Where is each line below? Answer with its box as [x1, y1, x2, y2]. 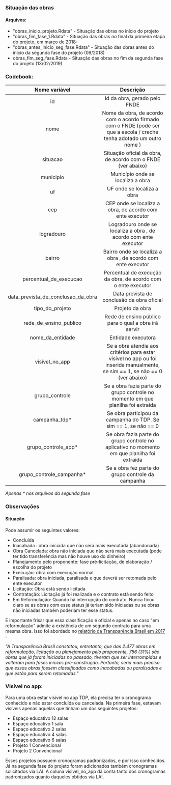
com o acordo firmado [106, 116, 159, 123]
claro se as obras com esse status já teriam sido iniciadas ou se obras [12, 602, 160, 608]
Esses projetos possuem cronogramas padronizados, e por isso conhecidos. [5, 758, 166, 764]
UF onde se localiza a [106, 185, 159, 192]
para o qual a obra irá [107, 320, 158, 327]
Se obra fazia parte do [106, 431, 159, 438]
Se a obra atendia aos [106, 343, 159, 350]
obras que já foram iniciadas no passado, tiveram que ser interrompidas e [5, 654, 162, 660]
